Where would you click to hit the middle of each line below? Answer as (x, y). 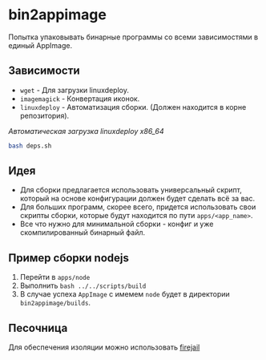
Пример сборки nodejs (69, 258)
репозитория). (44, 115)
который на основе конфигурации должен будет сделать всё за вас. (137, 199)
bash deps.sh (30, 146)
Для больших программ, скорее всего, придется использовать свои (138, 207)
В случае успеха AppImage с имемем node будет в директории (125, 294)
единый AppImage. (40, 45)
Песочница (38, 328)
